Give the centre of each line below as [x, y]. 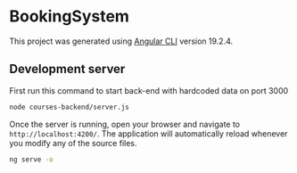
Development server [67, 69]
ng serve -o [31, 159]
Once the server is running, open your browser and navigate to [125, 124]
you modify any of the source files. [73, 143]
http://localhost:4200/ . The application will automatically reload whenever [148, 133]
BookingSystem [69, 16]
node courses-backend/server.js [69, 107]
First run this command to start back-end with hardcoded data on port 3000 [149, 90]
